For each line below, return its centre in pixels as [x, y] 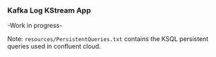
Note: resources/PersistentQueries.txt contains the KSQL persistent [108, 39]
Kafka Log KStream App [49, 10]
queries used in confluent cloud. [54, 47]
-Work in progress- [35, 26]
